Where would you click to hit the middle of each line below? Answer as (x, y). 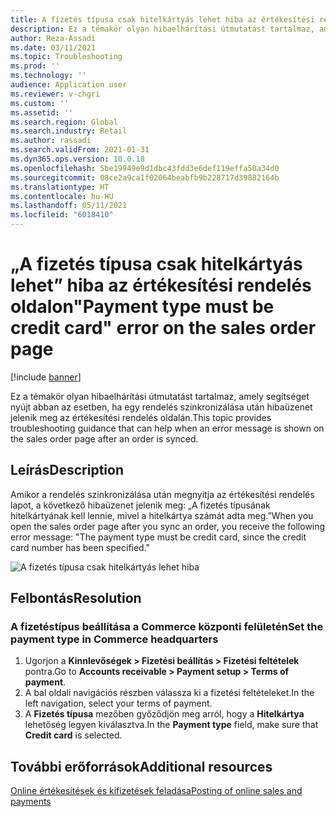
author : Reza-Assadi (53, 38)
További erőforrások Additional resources (141, 766)
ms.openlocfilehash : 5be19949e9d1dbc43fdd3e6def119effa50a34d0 (145, 168)
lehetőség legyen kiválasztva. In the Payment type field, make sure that (171, 725)
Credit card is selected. (73, 735)
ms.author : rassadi (51, 141)
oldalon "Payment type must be (142, 307)
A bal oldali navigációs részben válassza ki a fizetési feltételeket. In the (169, 693)
